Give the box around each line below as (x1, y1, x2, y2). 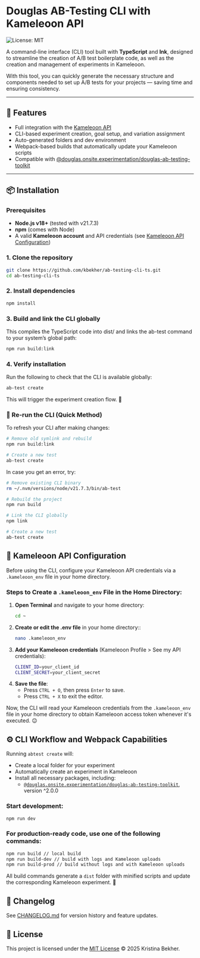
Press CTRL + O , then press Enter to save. (23, 687, 125, 694)
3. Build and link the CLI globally (6, 314, 101, 323)
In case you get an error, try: (6, 468, 76, 475)
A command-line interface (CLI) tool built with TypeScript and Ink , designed (6, 48, 193, 55)
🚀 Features (6, 108, 47, 118)
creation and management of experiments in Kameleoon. (6, 61, 146, 68)
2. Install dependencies (6, 287, 76, 295)
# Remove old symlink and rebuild (6, 436, 92, 442)
